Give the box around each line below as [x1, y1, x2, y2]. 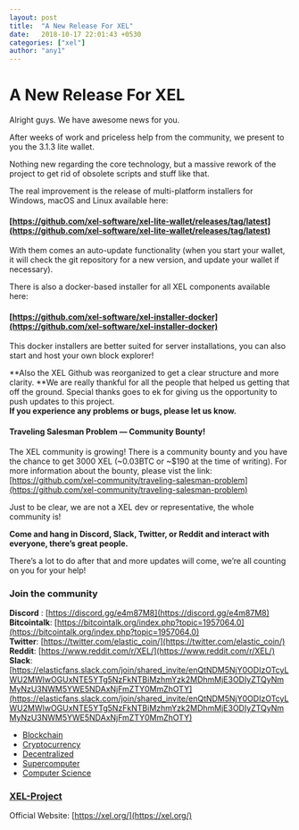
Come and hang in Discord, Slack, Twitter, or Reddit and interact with [9, 528, 270, 539]
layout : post [9, 13, 58, 22]
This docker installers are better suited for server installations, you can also [9, 341, 287, 352]
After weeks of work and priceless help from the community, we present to [9, 132, 285, 143]
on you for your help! [9, 565, 87, 576]
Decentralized [21, 749, 74, 759]
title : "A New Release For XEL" [9, 21, 134, 30]
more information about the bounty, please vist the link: [9, 465, 212, 475]
